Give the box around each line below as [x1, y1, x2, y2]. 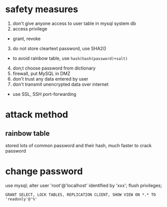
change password [5, 166, 83, 177]
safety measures [5, 4, 78, 15]
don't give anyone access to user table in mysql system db [12, 20, 136, 26]
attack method [5, 109, 69, 120]
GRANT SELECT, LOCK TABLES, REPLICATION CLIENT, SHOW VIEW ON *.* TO [5, 192, 156, 197]
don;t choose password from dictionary [12, 65, 96, 71]
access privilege [12, 25, 47, 31]
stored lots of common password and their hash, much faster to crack [5, 142, 152, 148]
